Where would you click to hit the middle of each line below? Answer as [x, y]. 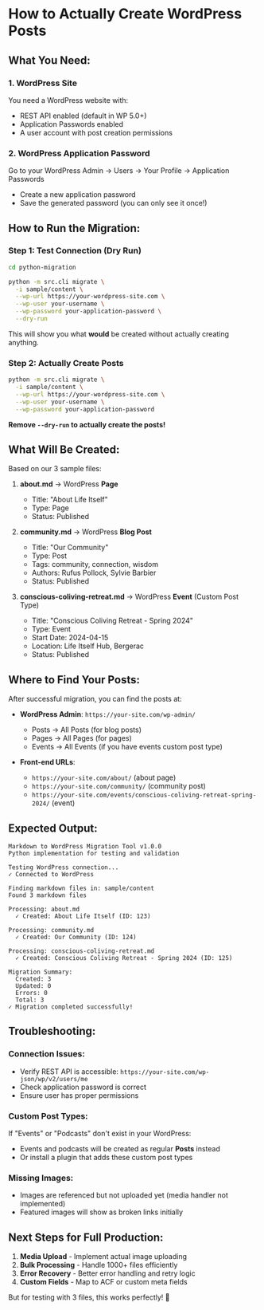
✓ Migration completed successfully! [71, 1007]
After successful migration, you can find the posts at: [95, 699]
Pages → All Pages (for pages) [82, 738]
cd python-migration [43, 267]
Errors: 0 [31, 993]
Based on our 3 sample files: [55, 469]
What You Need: [49, 60]
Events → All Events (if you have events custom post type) [127, 747]
